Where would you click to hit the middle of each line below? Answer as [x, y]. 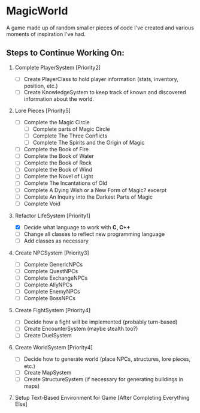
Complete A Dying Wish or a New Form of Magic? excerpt [95, 190]
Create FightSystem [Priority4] [53, 310]
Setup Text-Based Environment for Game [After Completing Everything [102, 397]
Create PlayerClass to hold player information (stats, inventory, [101, 79]
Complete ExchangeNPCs [56, 278]
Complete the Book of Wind [58, 170]
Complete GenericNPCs [53, 264]
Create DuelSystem [48, 336]
